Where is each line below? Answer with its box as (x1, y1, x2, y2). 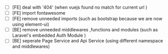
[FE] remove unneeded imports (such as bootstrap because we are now (12, 16, 163, 22)
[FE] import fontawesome (12, 10, 65, 16)
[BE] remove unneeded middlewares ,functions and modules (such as (12, 27, 158, 33)
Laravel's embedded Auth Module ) (12, 32, 86, 38)
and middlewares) (12, 43, 50, 49)
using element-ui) (12, 21, 49, 27)
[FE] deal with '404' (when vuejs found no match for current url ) (12, 5, 148, 10)
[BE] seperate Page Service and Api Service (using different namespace (12, 38, 163, 44)
